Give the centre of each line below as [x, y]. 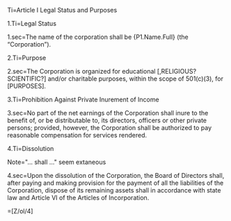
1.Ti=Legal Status [32, 23]
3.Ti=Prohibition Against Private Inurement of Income [83, 99]
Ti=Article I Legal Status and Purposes [62, 10]
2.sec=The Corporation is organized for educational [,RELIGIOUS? [102, 71]
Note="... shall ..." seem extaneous [57, 162]
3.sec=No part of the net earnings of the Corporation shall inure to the [108, 113]
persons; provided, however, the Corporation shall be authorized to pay [110, 128]
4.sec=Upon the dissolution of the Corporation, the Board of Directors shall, [116, 175]
